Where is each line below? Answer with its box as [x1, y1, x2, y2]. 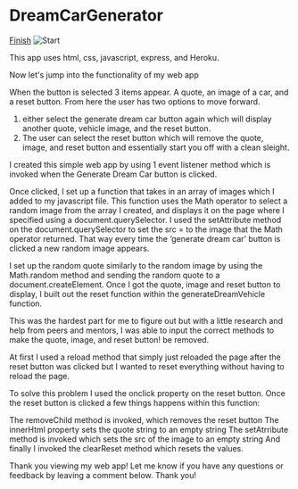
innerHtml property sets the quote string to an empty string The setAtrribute [9, 424, 289, 435]
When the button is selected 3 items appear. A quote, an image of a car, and [9, 87, 289, 97]
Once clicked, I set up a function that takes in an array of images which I [9, 186, 275, 196]
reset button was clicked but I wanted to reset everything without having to [9, 361, 286, 371]
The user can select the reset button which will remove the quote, [21, 132, 264, 143]
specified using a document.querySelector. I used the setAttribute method [9, 214, 282, 225]
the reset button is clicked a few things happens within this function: [9, 397, 261, 408]
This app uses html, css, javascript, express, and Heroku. [9, 52, 220, 62]
